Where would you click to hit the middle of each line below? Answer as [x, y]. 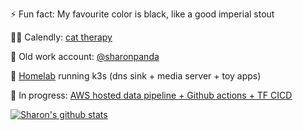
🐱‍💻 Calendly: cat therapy [61, 37]
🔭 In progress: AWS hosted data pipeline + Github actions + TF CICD [151, 95]
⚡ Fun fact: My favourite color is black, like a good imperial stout [142, 14]
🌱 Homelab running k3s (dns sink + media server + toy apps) [136, 76]
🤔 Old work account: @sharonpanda [85, 56]
